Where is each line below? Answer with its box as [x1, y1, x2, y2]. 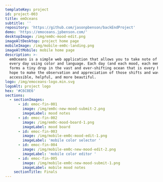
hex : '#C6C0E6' [5, 88, 36, 93]
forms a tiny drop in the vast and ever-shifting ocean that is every [9, 66, 155, 71]
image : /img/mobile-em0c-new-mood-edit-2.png [22, 147, 116, 152]
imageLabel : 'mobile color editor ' [22, 151, 97, 156]
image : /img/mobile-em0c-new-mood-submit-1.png [22, 161, 120, 165]
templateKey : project [5, 7, 49, 12]
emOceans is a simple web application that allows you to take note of [9, 57, 158, 62]
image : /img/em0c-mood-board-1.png [22, 120, 95, 125]
